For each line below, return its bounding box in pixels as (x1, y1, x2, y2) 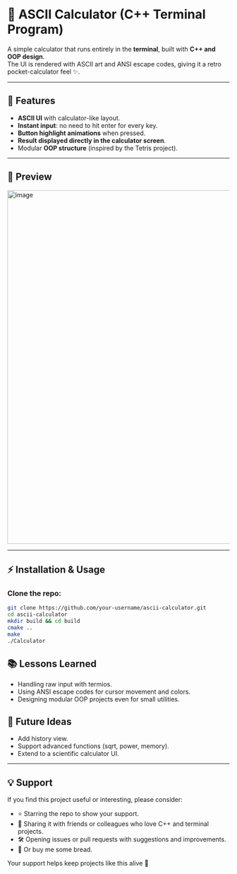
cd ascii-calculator (7, 611, 68, 618)
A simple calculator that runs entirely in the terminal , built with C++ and (7, 45, 217, 53)
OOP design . (7, 52, 45, 61)
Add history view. (17, 735, 68, 743)
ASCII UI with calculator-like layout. (17, 113, 121, 122)
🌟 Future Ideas (7, 716, 72, 728)
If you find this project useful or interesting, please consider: (7, 795, 183, 803)
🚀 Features (7, 95, 56, 107)
